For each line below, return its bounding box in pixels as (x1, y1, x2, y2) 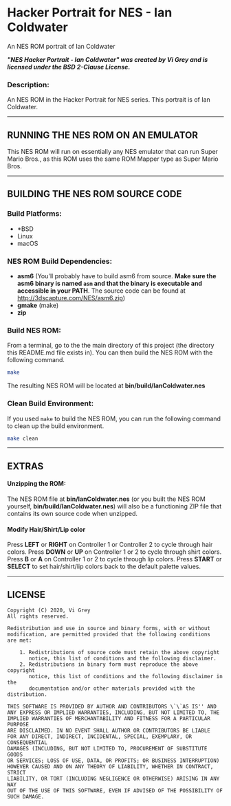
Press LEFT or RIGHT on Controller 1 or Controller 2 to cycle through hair (7, 541, 213, 549)
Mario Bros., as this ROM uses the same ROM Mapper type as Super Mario (7, 155, 219, 163)
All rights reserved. (7, 613, 69, 620)
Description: (7, 80, 49, 89)
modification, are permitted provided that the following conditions (7, 631, 211, 638)
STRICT (7, 769, 26, 776)
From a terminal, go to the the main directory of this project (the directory (7, 342, 214, 350)
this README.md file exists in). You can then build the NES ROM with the (7, 348, 213, 357)
